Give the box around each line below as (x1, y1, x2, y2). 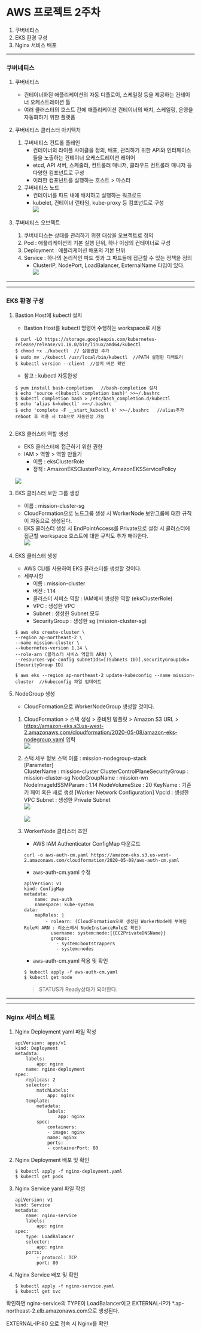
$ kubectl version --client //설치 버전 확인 (14, 361, 126, 367)
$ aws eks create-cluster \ (14, 629, 85, 635)
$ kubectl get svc (14, 1288, 61, 1294)
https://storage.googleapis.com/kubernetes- (44, 336, 157, 342)
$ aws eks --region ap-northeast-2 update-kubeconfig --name (14, 672, 171, 678)
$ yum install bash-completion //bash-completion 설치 (14, 385, 157, 391)
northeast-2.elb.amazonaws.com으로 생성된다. (6, 1307, 120, 1314)
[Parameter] (23, 761, 54, 768)
